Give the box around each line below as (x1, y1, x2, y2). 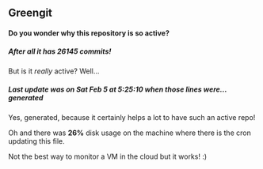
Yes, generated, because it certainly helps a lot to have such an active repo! (8, 112, 256, 122)
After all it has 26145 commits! (8, 47, 112, 56)
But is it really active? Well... (8, 66, 100, 76)
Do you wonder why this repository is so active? (8, 28, 170, 38)
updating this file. (8, 136, 65, 145)
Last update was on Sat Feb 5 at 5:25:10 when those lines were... (8, 84, 227, 94)
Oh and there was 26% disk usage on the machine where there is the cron (8, 128, 251, 137)
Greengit (8, 6, 53, 20)
